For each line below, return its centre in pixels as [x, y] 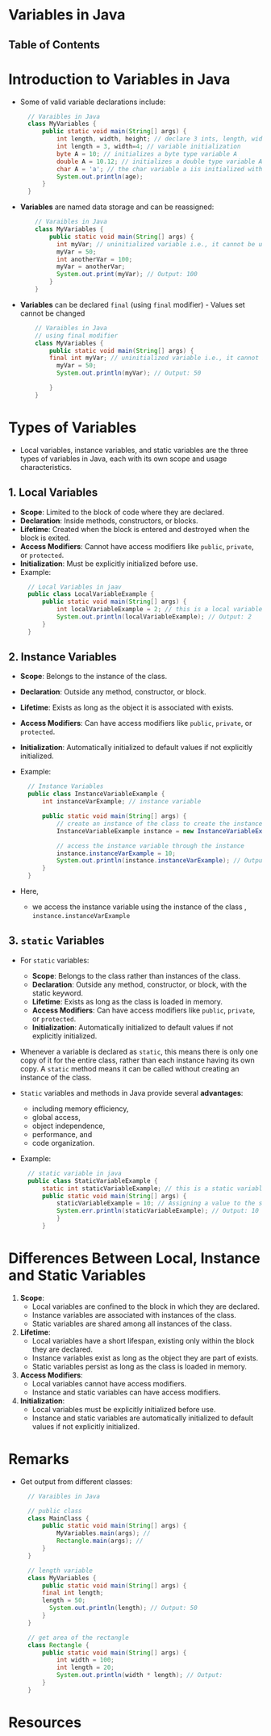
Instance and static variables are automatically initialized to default [143, 1418]
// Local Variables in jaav [75, 587]
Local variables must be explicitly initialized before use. [124, 1409]
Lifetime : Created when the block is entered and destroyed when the [135, 529]
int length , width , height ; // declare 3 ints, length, [152, 139]
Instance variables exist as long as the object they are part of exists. [145, 1357]
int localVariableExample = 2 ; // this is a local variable [159, 610]
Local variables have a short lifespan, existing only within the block [143, 1340]
